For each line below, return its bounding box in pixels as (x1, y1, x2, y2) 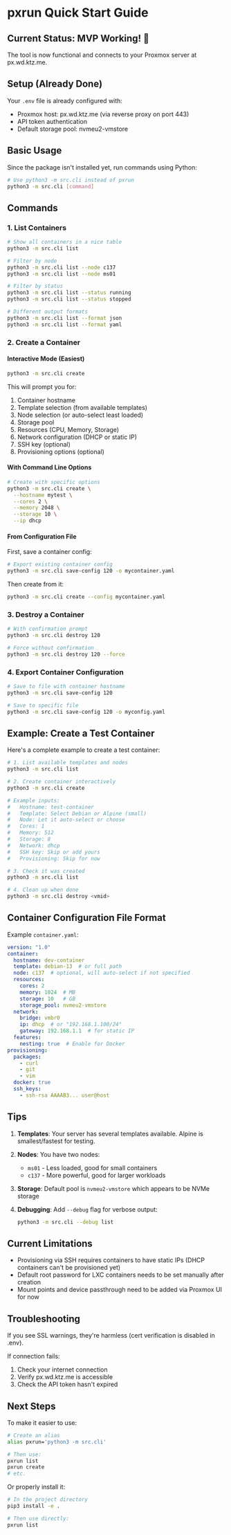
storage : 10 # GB (19, 995, 76, 1002)
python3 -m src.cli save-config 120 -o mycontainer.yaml (7, 568, 175, 575)
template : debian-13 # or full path (13, 963, 122, 970)
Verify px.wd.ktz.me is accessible (17, 1373, 113, 1381)
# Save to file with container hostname (7, 683, 126, 690)
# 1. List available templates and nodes (7, 760, 129, 766)
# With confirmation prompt (7, 625, 89, 633)
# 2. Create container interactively (7, 778, 116, 785)
